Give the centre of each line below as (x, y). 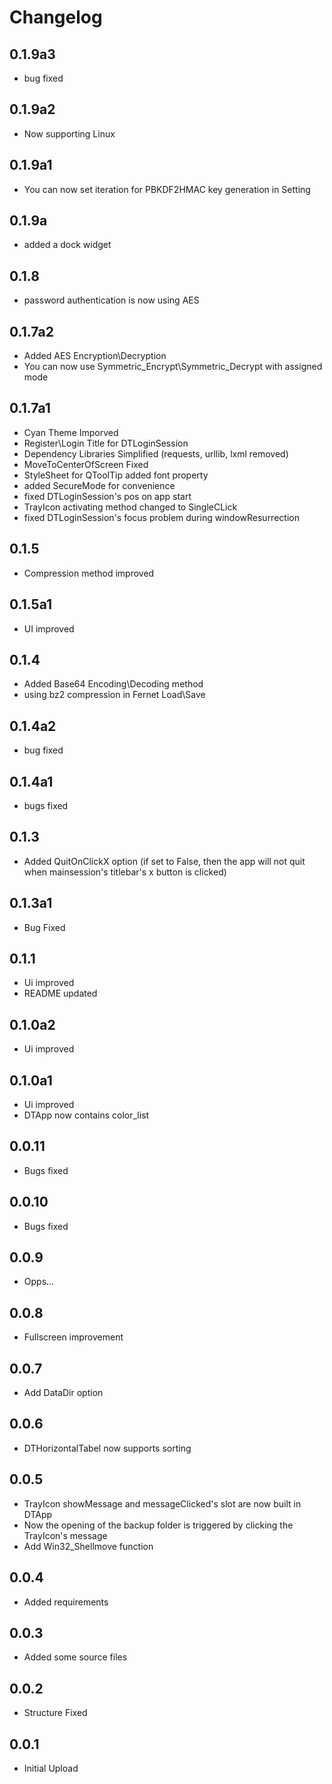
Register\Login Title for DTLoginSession (106, 443)
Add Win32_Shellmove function (88, 1546)
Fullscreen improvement (73, 1337)
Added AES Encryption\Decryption (95, 356)
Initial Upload (51, 1768)
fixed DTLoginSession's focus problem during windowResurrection (161, 517)
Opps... (39, 1282)
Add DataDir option (63, 1393)
